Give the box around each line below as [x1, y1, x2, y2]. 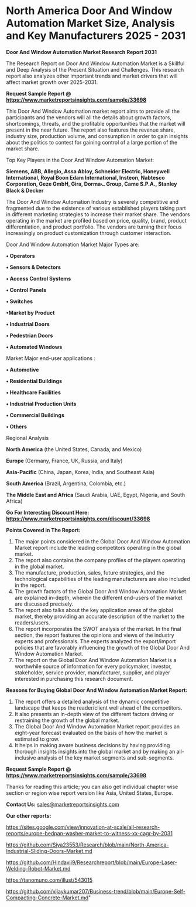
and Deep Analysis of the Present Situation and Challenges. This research [6, 66, 184, 73]
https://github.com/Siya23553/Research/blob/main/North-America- [6, 841, 169, 848]
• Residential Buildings [6, 377, 63, 384]
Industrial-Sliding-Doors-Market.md [6, 847, 92, 854]
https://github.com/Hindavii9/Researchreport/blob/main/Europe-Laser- [6, 859, 177, 866]
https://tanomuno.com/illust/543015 [6, 876, 92, 884]
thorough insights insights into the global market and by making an [14, 748, 176, 755]
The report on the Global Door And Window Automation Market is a [14, 656, 177, 663]
